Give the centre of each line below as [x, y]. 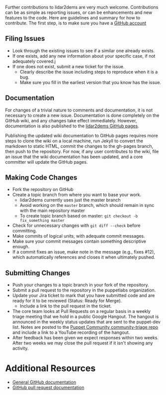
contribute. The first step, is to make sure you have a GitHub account [76, 23]
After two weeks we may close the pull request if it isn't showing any [83, 343]
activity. [20, 348]
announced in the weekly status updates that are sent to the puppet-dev [86, 322]
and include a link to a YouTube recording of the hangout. [71, 332]
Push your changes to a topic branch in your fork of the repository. [81, 285]
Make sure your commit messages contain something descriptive [79, 241]
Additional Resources [50, 368]
